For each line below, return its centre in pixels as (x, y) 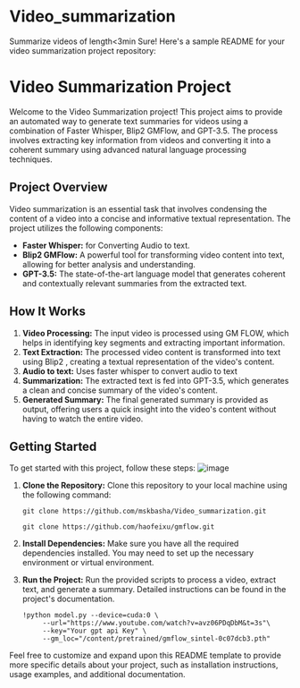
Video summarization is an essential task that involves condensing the (138, 208)
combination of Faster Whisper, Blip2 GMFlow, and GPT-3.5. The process (144, 131)
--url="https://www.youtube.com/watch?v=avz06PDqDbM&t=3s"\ (156, 624)
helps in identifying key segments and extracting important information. (154, 343)
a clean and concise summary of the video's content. (120, 390)
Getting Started (53, 446)
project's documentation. (68, 599)
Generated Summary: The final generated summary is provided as (145, 399)
